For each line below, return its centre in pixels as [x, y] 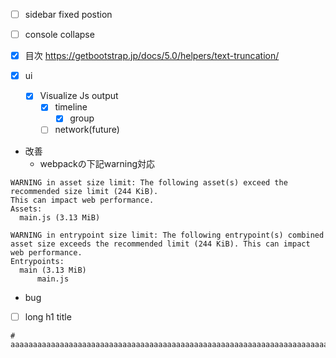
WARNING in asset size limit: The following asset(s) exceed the [149, 182]
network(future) [87, 130]
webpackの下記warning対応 [97, 163]
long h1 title [48, 316]
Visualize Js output [79, 96]
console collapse [59, 35]
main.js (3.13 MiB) [60, 217]
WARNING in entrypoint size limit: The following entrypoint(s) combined [167, 235]
